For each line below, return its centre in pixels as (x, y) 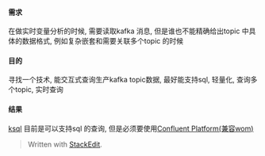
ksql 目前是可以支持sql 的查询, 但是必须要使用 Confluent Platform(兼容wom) (131, 128)
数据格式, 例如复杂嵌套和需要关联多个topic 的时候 (103, 41)
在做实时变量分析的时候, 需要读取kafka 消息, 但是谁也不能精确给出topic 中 (129, 31)
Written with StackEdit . (65, 144)
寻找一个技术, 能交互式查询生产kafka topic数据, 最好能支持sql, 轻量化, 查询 (130, 80)
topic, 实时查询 (39, 89)
